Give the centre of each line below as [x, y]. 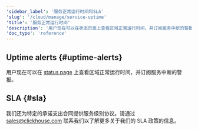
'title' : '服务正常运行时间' [38, 22]
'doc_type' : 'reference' [37, 34]
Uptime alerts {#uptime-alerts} [64, 57]
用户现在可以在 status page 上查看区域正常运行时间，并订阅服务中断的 [92, 72]
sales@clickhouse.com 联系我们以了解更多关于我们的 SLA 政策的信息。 [93, 121]
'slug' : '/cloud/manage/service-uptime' [57, 17]
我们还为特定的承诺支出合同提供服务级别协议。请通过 [71, 113]
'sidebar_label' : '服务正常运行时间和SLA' [55, 11]
